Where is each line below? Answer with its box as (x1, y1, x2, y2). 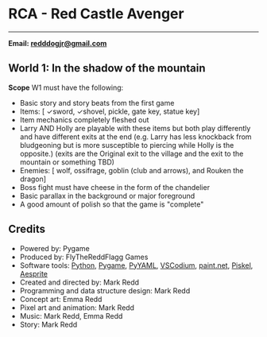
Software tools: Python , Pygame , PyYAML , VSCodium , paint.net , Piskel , (19, 260, 253, 270)
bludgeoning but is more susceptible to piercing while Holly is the (19, 140, 234, 149)
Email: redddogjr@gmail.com (8, 38, 107, 48)
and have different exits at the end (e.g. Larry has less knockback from (19, 132, 252, 141)
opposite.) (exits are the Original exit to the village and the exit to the (19, 149, 244, 158)
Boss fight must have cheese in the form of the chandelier (19, 182, 211, 192)
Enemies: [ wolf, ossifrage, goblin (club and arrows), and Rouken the (19, 165, 244, 175)
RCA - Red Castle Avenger (8, 5, 184, 23)
